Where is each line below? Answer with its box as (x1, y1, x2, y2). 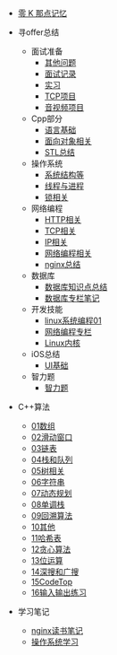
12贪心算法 (30, 544, 71, 555)
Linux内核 (44, 337, 80, 348)
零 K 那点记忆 (17, 8, 68, 18)
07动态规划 (30, 488, 73, 498)
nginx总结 (44, 259, 81, 269)
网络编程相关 (44, 248, 92, 258)
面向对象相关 (44, 135, 92, 146)
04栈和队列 (30, 454, 73, 465)
